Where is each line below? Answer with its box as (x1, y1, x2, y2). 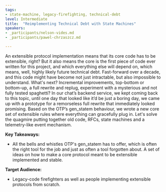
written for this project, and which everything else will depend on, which (5, 63, 153, 70)
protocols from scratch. (12, 181, 60, 187)
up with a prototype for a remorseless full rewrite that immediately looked (5, 100, 155, 106)
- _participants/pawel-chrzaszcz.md (5, 35, 81, 40)
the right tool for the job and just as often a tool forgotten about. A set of (12, 146, 160, 152)
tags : (5, 7, 16, 12)
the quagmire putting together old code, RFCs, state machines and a (5, 116, 145, 122)
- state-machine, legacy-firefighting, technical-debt (5, 12, 121, 17)
